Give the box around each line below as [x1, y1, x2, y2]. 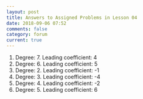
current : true [6, 37, 43, 43]
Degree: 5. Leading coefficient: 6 [15, 86, 98, 93]
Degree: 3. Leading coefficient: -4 [15, 73, 100, 80]
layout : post [6, 9, 40, 15]
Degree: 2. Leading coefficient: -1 [15, 67, 99, 73]
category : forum [6, 32, 47, 38]
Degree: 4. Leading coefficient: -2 [15, 80, 100, 87]
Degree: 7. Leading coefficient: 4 [15, 54, 97, 61]
